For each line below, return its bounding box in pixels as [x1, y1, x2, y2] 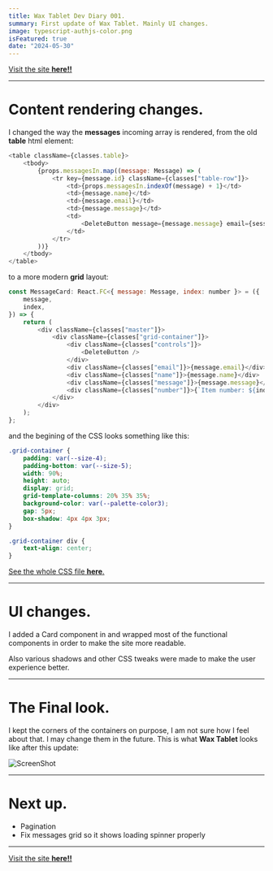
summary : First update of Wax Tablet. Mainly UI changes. [8, 19, 209, 28]
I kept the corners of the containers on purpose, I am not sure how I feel [8, 726, 249, 735]
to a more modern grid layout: [8, 272, 109, 282]
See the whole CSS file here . [8, 566, 105, 577]
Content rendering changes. [8, 101, 204, 119]
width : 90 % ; [23, 469, 63, 478]
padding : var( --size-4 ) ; [23, 454, 107, 462]
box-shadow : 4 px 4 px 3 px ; [23, 514, 111, 522]
